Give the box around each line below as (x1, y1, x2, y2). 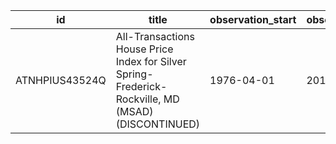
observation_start (209, 13, 297, 26)
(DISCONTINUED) (115, 117, 201, 131)
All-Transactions (115, 30, 195, 43)
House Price (115, 42, 174, 56)
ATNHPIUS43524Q (15, 74, 107, 87)
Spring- (115, 67, 154, 81)
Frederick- (115, 80, 168, 93)
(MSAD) (115, 105, 154, 118)
